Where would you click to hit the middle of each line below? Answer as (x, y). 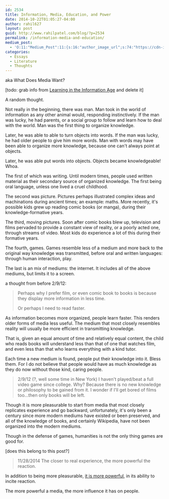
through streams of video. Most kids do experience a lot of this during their (83, 233)
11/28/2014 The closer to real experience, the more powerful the (84, 461)
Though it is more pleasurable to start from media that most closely (75, 405)
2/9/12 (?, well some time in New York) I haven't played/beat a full (86, 379)
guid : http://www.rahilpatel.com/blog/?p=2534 (55, 33)
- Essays (19, 57)
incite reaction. (21, 481)
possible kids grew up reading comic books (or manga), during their (75, 207)
